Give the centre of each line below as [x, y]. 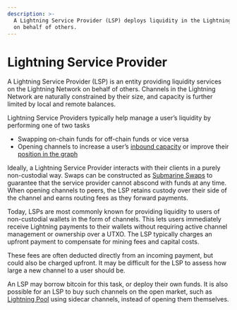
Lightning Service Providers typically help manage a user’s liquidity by [109, 118]
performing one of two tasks [49, 125]
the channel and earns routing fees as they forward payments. [98, 198]
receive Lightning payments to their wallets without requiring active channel [117, 226]
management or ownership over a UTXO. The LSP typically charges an [110, 234]
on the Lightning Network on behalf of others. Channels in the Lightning [112, 89]
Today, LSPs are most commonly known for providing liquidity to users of [114, 212]
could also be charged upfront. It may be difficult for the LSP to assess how [117, 263]
